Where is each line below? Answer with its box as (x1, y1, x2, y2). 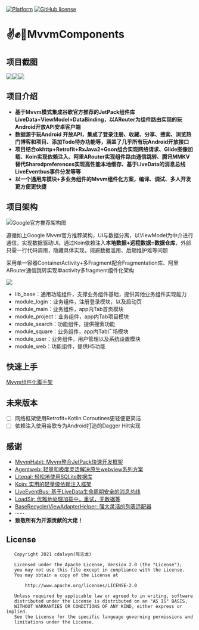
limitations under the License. (14, 619, 95, 625)
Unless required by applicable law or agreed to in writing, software (14, 593, 194, 599)
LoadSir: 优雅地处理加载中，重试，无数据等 (14, 495, 121, 503)
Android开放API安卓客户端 (14, 123, 81, 131)
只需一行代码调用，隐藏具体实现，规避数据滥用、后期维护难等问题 (6, 246, 168, 253)
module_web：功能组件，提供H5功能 (14, 343, 105, 350)
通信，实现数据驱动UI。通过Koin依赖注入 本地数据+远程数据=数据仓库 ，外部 (6, 239, 192, 246)
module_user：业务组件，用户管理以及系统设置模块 (14, 335, 141, 342)
